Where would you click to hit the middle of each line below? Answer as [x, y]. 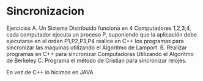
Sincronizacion [45, 11]
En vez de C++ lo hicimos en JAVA [50, 72]
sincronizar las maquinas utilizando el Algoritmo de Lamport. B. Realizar [97, 48]
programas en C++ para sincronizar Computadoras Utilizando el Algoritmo [100, 54]
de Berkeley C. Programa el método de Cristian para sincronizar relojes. [97, 60]
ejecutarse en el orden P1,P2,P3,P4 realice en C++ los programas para [95, 41]
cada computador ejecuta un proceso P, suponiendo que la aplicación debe [102, 34]
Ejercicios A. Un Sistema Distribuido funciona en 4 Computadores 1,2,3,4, [99, 28]
